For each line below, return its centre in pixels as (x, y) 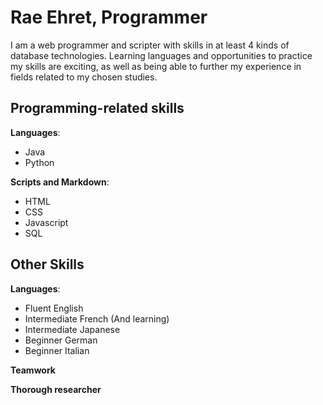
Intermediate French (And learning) (97, 318)
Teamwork (33, 370)
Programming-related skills (97, 108)
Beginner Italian (57, 350)
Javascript (46, 222)
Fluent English (54, 308)
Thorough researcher (56, 389)
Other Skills (47, 264)
